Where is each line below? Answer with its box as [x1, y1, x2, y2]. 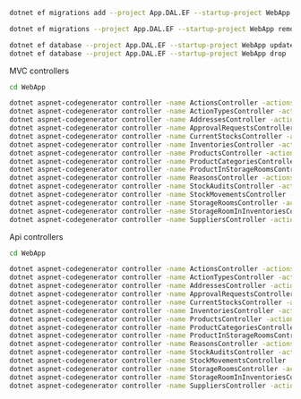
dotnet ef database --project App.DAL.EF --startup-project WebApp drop [9, 49, 287, 58]
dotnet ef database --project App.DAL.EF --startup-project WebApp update [9, 40, 295, 49]
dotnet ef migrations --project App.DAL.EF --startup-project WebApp [9, 24, 275, 33]
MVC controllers [9, 65, 70, 76]
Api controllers [9, 231, 64, 242]
